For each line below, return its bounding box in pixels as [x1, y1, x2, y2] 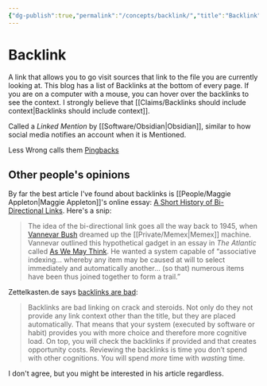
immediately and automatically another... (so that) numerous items [27, 264, 245, 273]
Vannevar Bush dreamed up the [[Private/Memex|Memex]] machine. [27, 230, 252, 239]
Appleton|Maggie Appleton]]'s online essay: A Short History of [8, 198, 213, 207]
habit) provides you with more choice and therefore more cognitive [27, 328, 247, 338]
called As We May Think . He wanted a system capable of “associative [27, 247, 257, 257]
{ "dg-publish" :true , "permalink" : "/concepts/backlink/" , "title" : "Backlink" [8, 11, 261, 20]
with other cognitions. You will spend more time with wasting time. [27, 353, 246, 363]
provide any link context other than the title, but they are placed [27, 311, 236, 321]
